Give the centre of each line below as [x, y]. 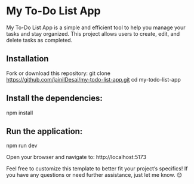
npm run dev [22, 146]
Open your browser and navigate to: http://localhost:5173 [76, 157]
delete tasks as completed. [39, 40]
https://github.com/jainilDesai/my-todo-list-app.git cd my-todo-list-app [93, 79]
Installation [27, 59]
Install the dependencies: [55, 99]
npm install [20, 113]
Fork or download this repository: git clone [58, 73]
